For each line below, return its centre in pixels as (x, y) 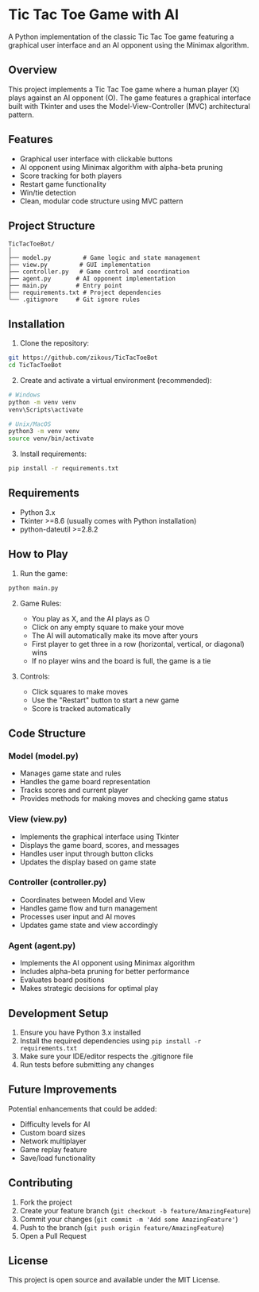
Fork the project (46, 1202)
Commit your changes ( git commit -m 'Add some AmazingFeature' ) (129, 1219)
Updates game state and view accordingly (89, 925)
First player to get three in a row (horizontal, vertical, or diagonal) (138, 644)
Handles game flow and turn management (89, 908)
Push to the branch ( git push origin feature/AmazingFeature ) (122, 1227)
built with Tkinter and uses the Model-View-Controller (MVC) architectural (129, 106)
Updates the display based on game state (88, 862)
